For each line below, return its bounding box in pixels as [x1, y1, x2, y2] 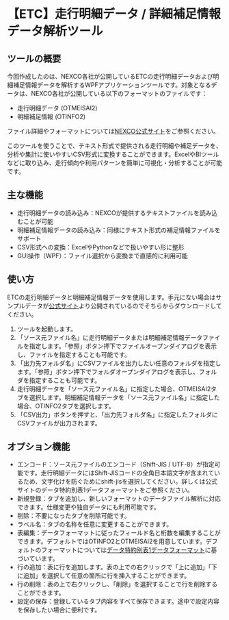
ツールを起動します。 [16, 325, 77, 333]
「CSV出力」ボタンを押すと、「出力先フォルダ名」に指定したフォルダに [16, 410, 219, 419]
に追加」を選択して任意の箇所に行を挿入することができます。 [16, 571, 190, 580]
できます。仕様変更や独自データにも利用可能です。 [16, 503, 160, 511]
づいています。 [16, 554, 59, 562]
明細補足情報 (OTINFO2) [16, 112, 86, 121]
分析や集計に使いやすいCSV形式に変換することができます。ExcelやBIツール [7, 150, 219, 158]
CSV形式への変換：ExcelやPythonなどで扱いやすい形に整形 [16, 243, 185, 251]
